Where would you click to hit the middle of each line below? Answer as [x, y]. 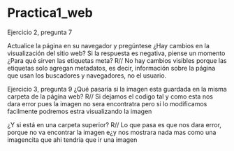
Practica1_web [50, 13]
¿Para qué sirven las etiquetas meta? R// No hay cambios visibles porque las [117, 60]
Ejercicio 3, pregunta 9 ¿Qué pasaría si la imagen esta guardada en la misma [117, 89]
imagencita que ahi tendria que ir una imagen [72, 139]
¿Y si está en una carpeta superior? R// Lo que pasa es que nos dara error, [115, 124]
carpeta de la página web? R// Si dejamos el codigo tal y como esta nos [110, 96]
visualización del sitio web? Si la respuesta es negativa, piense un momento [116, 53]
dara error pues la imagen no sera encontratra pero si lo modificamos [107, 103]
